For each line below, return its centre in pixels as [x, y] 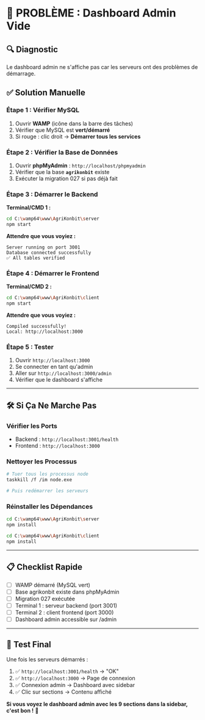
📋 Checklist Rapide [45, 567]
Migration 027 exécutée [45, 598]
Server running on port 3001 [43, 247]
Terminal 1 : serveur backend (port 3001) [66, 605]
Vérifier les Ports [32, 426]
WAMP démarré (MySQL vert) [52, 585]
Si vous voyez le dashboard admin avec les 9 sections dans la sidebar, [97, 704]
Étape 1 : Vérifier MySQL [43, 110]
